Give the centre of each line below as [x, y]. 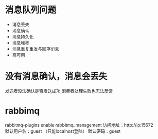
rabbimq [22, 111]
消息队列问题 [31, 10]
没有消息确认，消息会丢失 [56, 77]
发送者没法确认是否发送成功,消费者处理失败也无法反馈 [59, 91]
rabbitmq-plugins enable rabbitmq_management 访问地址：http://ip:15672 [79, 125]
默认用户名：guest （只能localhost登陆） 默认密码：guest [63, 131]
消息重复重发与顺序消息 [35, 49]
